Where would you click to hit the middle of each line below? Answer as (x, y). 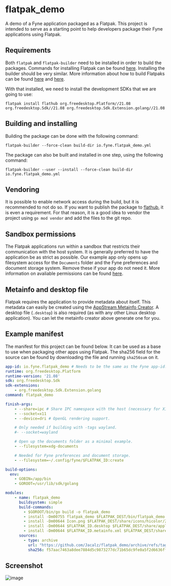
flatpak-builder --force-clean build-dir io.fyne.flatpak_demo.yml (78, 145)
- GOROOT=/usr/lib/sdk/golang (47, 484)
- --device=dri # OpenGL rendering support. (62, 418)
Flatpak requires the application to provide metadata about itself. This (78, 302)
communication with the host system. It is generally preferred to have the (82, 252)
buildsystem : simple (40, 502)
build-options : (21, 469)
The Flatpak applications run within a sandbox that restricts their (73, 246)
